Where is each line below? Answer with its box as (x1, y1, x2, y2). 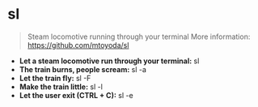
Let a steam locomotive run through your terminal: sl (19, 56, 200, 66)
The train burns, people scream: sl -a (19, 64, 147, 74)
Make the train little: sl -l (19, 82, 103, 92)
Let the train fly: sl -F (19, 73, 91, 83)
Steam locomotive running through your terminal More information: (27, 32, 251, 41)
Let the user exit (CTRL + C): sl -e (19, 90, 134, 100)
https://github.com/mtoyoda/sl (27, 40, 129, 49)
